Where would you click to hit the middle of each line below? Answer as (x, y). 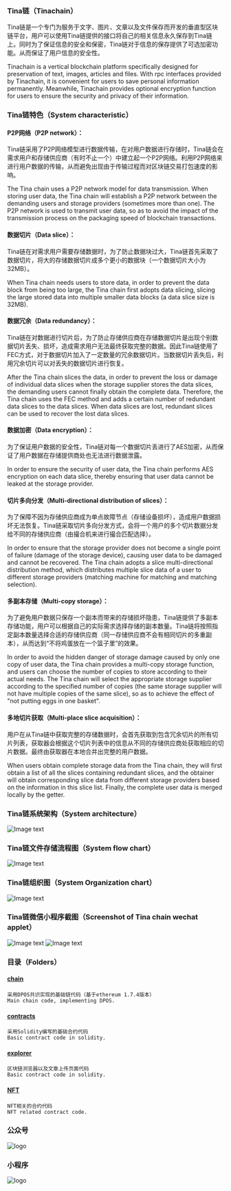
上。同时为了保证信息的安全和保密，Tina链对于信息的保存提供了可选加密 (110, 44)
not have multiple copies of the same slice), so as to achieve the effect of (111, 694)
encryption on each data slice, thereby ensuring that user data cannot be (111, 477)
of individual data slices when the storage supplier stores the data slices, (110, 384)
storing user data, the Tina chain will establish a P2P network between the (112, 196)
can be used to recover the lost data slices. (68, 414)
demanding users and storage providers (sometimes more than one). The (111, 204)
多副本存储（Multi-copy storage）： (58, 601)
